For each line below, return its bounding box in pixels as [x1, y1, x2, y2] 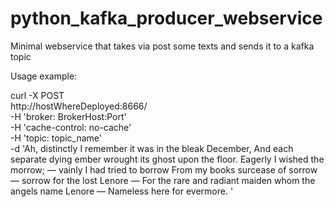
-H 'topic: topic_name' [10, 132, 102, 144]
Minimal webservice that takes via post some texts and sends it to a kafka [10, 40, 315, 52]
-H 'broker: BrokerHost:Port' [10, 110, 127, 122]
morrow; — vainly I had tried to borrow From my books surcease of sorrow [10, 163, 318, 176]
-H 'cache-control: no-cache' [10, 121, 132, 133]
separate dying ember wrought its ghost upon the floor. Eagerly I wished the [10, 153, 325, 165]
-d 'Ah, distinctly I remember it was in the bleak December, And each [10, 142, 294, 154]
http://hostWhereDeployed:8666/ [10, 100, 148, 112]
